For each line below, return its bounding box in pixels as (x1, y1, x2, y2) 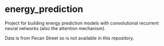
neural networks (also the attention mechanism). (5, 25, 106, 31)
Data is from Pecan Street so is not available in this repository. (5, 35, 135, 41)
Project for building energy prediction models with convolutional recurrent (5, 20, 159, 26)
